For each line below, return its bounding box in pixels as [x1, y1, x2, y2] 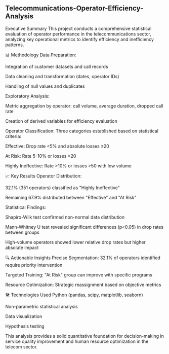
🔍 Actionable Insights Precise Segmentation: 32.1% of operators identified [5, 255, 160, 261]
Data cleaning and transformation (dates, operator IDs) [5, 73, 119, 79]
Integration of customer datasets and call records [5, 63, 108, 69]
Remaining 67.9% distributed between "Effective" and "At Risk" [5, 194, 137, 200]
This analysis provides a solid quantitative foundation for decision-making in [5, 333, 164, 339]
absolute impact [5, 244, 39, 251]
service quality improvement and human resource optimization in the [5, 338, 149, 344]
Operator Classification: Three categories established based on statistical [5, 128, 158, 134]
